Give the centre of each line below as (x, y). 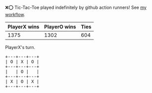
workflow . (15, 15)
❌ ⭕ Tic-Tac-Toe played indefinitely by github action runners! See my (76, 7)
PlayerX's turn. (20, 47)
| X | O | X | (22, 81)
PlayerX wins (24, 27)
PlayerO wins (60, 27)
